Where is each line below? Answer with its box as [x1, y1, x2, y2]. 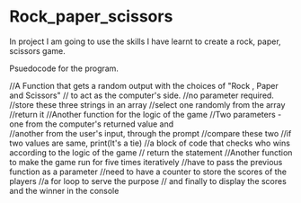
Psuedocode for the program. [9, 63, 120, 74]
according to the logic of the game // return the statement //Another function [9, 146, 293, 158]
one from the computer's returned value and [9, 119, 174, 129]
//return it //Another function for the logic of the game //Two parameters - [9, 109, 282, 119]
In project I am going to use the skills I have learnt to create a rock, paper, [9, 36, 281, 47]
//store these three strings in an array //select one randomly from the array [9, 99, 286, 110]
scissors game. [9, 45, 66, 56]
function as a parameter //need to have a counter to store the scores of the [9, 166, 288, 177]
